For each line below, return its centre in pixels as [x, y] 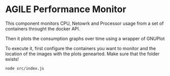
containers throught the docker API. [43, 28]
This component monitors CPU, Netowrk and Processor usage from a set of [84, 23]
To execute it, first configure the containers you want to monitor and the [81, 48]
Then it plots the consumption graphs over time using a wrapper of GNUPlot [85, 39]
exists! [12, 59]
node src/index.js [25, 68]
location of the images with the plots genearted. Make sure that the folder [82, 54]
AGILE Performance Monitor [66, 9]
